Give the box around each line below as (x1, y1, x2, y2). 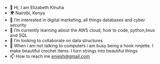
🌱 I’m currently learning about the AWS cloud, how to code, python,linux (9, 27, 156, 33)
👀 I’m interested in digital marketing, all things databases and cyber (9, 17, 145, 23)
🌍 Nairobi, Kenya (9, 10, 45, 16)
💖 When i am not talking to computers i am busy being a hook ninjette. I (9, 43, 154, 48)
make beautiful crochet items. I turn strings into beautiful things (9, 48, 138, 53)
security (9, 22, 27, 28)
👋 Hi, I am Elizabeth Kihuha (9, 5, 65, 10)
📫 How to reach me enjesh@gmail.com (9, 53, 90, 59)
